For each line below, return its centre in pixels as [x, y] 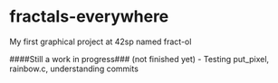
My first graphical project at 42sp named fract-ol [101, 41]
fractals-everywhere [89, 17]
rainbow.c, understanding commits [74, 69]
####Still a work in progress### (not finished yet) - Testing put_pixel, [139, 59]
